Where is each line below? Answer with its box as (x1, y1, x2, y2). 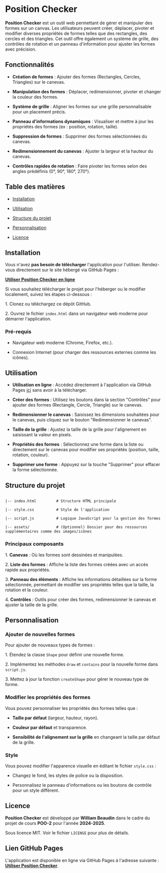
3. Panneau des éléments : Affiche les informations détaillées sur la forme (5, 576, 157, 582)
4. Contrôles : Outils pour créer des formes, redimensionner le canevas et (5, 596, 156, 602)
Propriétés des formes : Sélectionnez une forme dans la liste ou (12, 441, 144, 447)
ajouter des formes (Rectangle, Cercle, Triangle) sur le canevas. (12, 402, 143, 408)
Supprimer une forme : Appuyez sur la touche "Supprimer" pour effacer (12, 462, 161, 467)
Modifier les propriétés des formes (5, 694, 91, 701)
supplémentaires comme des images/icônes (5, 529, 92, 534)
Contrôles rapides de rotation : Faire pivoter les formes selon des (12, 163, 147, 169)
